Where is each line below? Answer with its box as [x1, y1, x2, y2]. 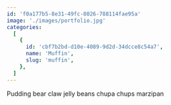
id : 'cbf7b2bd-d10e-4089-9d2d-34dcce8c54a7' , [25, 43, 163, 50]
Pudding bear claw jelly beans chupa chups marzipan [6, 89, 165, 98]
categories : [6, 23, 42, 31]
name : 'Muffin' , [25, 50, 74, 57]
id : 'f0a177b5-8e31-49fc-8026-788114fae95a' [6, 10, 141, 18]
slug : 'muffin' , [25, 57, 74, 64]
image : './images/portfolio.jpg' [6, 17, 106, 24]
